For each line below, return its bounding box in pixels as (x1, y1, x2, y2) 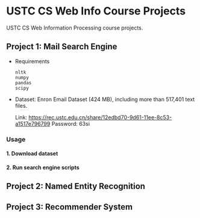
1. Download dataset (6, 150, 58, 157)
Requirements (14, 57, 50, 64)
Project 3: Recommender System (6, 202, 133, 212)
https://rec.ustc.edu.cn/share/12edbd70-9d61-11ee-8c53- (28, 113, 172, 121)
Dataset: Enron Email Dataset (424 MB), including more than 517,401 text (14, 95, 195, 103)
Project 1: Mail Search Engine (6, 42, 117, 52)
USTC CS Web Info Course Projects (6, 4, 186, 18)
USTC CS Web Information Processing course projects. (6, 24, 143, 31)
